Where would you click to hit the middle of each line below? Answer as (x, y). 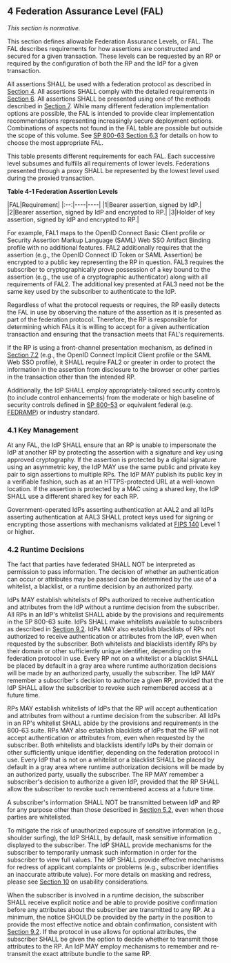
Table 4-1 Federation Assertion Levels (63, 191)
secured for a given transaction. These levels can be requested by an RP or (114, 56)
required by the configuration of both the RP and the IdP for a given (103, 63)
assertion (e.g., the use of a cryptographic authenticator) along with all (108, 277)
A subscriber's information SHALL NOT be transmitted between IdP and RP (114, 802)
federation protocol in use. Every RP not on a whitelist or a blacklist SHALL (113, 659)
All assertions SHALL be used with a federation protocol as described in (109, 84)
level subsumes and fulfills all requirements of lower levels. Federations (109, 163)
